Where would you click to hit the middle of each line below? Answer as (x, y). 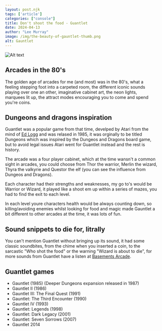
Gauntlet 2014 (26, 324)
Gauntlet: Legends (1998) (37, 309)
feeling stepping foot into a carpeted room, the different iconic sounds (75, 87)
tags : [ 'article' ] (24, 14)
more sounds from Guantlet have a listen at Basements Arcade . (68, 256)
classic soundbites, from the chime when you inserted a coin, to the (73, 246)
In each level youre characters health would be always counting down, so (78, 204)
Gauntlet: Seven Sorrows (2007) (44, 319)
